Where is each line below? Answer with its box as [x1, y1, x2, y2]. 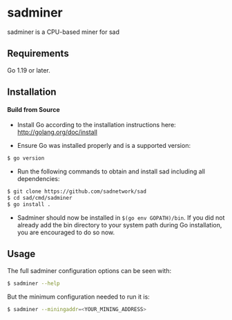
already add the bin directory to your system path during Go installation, [17, 220, 222, 229]
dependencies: [17, 175, 60, 183]
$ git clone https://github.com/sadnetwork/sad [7, 188, 147, 195]
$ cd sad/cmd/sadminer [7, 195, 72, 202]
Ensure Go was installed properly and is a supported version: [17, 142, 191, 150]
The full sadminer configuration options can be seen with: [7, 266, 171, 274]
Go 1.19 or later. [7, 66, 50, 74]
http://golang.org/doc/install [17, 128, 98, 136]
